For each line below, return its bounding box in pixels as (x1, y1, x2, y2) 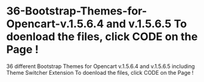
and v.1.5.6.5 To (106, 17, 187, 31)
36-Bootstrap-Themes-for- (6, 4, 147, 18)
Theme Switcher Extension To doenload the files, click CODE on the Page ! (6, 69, 194, 76)
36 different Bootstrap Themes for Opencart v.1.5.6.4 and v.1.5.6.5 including (6, 62, 195, 70)
